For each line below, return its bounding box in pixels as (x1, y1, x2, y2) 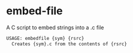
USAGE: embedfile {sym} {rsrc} (6, 35, 84, 41)
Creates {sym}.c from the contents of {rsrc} (11, 40, 128, 47)
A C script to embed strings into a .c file (6, 24, 104, 31)
